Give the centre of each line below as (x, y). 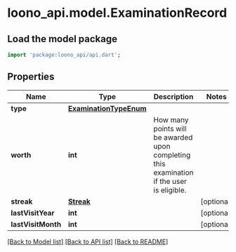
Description (173, 96)
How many (171, 119)
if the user (170, 181)
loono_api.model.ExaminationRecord (117, 13)
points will (170, 128)
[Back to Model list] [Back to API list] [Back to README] (88, 241)
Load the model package (63, 39)
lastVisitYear (33, 213)
